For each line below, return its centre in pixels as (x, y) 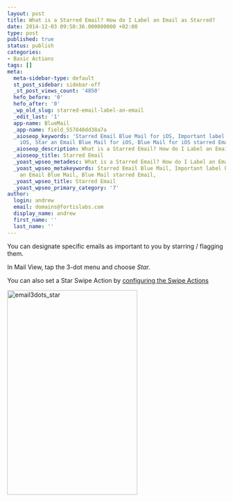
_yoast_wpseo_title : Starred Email (65, 181)
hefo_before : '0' (38, 98)
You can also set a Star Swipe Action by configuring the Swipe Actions (108, 280)
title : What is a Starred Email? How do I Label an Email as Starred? (111, 20)
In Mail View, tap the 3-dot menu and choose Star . (79, 267)
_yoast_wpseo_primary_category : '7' (66, 188)
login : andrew (34, 201)
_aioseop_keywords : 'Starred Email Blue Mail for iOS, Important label (119, 136)
